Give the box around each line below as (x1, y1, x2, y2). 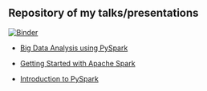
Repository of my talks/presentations (8, 6, 199, 20)
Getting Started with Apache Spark (19, 58, 136, 68)
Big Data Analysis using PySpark (19, 43, 128, 53)
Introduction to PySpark (19, 73, 99, 83)
